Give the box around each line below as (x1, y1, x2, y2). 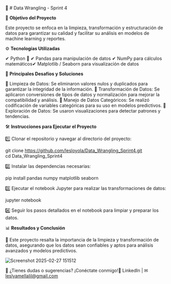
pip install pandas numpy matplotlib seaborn (5, 175, 99, 181)
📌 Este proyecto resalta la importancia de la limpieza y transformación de (5, 237, 159, 243)
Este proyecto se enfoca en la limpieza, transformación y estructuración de (5, 25, 163, 31)
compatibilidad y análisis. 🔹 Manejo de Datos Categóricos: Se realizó (5, 97, 150, 103)
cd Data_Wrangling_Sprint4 (5, 153, 63, 159)
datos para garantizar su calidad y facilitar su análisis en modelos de (5, 30, 150, 36)
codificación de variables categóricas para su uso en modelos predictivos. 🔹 (5, 102, 166, 108)
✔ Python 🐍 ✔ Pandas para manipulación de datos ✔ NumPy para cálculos (5, 55, 162, 61)
